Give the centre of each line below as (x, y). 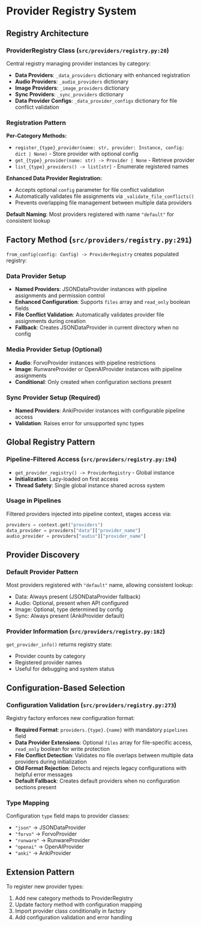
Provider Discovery (43, 555)
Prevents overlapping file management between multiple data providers (103, 203)
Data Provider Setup (36, 276)
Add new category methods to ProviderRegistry (74, 898)
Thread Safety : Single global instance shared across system (90, 485)
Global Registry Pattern (51, 442)
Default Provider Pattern (42, 571)
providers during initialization (51, 762)
